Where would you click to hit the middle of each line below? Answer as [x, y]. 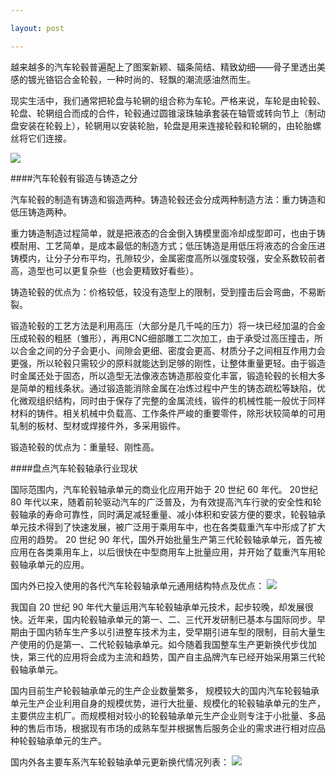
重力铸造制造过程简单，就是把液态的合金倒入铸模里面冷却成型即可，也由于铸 [168, 233]
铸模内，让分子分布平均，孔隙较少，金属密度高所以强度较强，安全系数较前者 [168, 258]
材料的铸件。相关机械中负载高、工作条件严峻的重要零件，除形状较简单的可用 [168, 413]
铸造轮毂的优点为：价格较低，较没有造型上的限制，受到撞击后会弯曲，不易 [163, 292]
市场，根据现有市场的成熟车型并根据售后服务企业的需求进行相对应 [180, 728]
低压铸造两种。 [41, 212]
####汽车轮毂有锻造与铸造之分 [74, 178]
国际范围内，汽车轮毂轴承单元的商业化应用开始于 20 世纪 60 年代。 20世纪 [164, 489]
